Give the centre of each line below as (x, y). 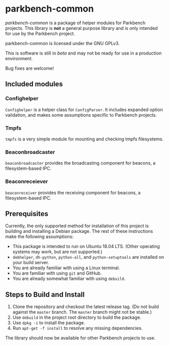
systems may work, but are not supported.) (57, 252)
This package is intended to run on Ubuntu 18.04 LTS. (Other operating (86, 246)
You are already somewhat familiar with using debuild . (69, 279)
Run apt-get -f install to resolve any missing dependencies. (77, 328)
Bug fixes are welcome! (30, 68)
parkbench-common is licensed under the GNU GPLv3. (63, 43)
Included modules (34, 84)
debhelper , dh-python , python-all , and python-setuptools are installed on (88, 257)
